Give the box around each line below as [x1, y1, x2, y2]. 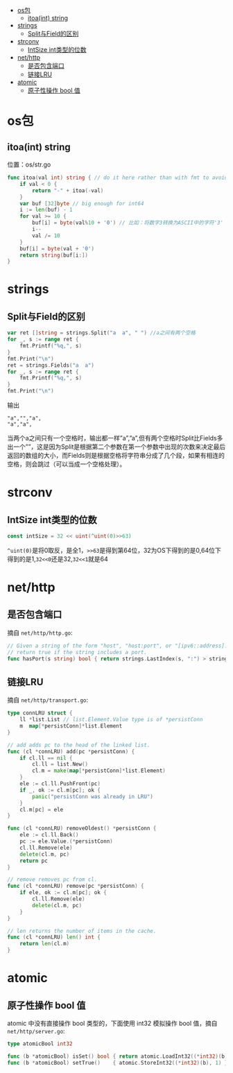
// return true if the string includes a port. [7, 649, 148, 655]
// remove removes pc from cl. [7, 876, 98, 883]
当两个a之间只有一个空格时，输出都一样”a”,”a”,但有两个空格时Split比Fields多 [7, 434, 223, 442]
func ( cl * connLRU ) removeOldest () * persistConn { [7, 825, 157, 832]
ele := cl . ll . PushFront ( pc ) [19, 780, 101, 787]
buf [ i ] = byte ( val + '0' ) [19, 245, 95, 252]
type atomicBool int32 [7, 1040, 73, 1047]
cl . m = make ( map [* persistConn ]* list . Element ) [32, 767, 166, 775]
